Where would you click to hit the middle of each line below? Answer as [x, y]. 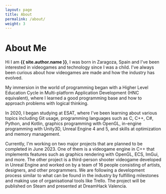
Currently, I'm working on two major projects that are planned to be [74, 144]
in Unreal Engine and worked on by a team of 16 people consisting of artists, [83, 165]
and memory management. [33, 134]
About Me [26, 48]
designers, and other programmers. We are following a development [75, 170]
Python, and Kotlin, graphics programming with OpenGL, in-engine [73, 124]
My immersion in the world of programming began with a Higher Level [77, 88]
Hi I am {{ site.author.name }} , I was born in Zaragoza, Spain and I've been [83, 62]
